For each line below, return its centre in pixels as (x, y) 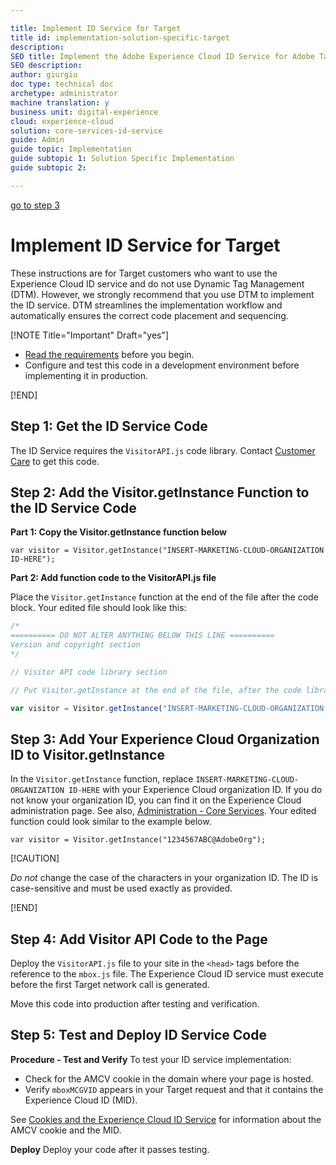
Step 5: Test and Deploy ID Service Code (138, 1035)
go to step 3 (35, 205)
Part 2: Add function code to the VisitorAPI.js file (113, 578)
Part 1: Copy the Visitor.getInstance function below (119, 532)
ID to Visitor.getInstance (87, 754)
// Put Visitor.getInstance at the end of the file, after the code (156, 690)
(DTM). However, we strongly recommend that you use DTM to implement (162, 294)
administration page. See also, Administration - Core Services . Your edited (163, 811)
